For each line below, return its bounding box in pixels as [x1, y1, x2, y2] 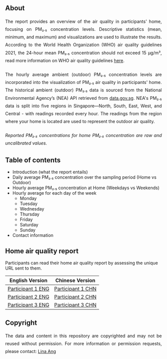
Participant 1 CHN [54, 286, 97, 292]
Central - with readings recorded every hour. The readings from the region [5, 110, 162, 116]
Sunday [19, 227, 36, 233]
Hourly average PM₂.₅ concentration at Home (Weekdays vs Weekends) [12, 185, 160, 191]
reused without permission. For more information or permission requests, [5, 341, 162, 347]
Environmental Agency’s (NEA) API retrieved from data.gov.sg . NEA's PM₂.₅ [5, 95, 162, 101]
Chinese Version [55, 277, 95, 284]
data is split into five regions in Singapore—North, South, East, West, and [5, 103, 162, 109]
